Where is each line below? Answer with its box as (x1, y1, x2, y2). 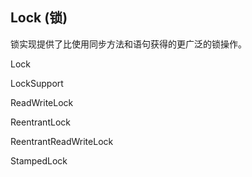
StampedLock (10, 154, 68, 167)
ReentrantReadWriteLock (10, 135, 114, 147)
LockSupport (10, 77, 64, 89)
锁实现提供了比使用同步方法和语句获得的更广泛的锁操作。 (10, 38, 247, 50)
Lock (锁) (10, 9, 68, 27)
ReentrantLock (10, 116, 71, 128)
